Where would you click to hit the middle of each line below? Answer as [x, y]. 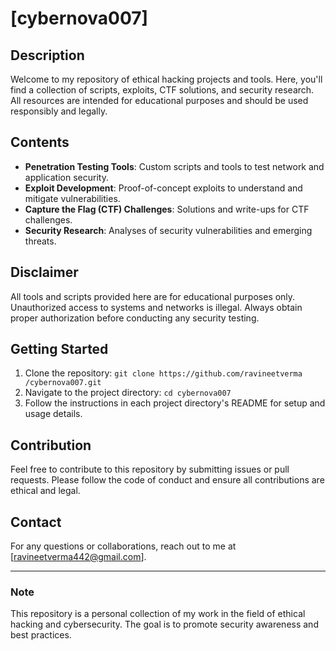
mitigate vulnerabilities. [72, 198]
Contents [40, 142]
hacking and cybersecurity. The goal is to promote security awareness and [164, 624]
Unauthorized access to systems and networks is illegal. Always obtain [156, 307]
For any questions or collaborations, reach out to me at [123, 546]
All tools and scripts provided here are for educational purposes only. [153, 296]
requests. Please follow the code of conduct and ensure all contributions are [167, 480]
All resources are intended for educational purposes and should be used [159, 100]
